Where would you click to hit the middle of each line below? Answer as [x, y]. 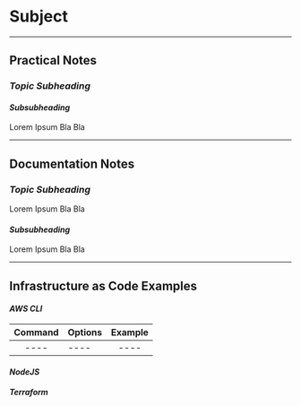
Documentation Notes [72, 164]
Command [37, 332]
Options [85, 332]
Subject [39, 17]
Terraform [29, 393]
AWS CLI [26, 309]
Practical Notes [53, 60]
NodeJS [25, 371]
